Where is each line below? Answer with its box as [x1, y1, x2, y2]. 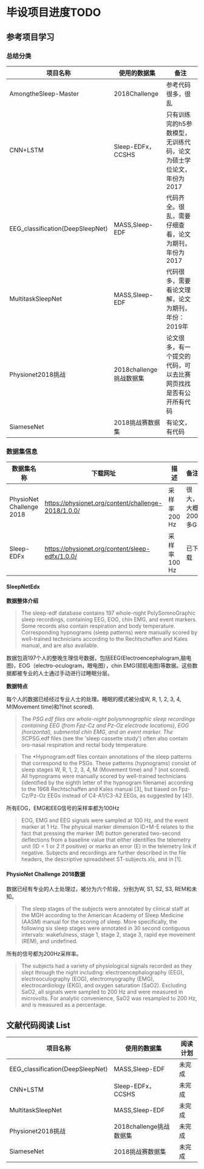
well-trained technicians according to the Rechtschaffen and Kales [21, 635, 188, 643]
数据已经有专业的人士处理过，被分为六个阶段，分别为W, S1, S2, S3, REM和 [6, 885, 192, 892]
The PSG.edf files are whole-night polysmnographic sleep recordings [21, 715, 195, 723]
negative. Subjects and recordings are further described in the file [21, 849, 186, 857]
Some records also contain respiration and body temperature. [21, 623, 175, 630]
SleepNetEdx [6, 583, 41, 590]
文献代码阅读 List [6, 1020, 70, 1031]
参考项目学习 [6, 32, 55, 42]
